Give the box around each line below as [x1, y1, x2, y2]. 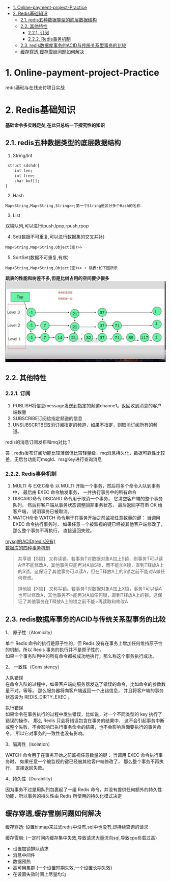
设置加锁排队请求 [12, 845, 49, 851]
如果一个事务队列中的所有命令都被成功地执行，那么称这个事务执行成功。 [5, 653, 157, 659]
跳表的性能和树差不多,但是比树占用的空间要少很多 [5, 275, 109, 281]
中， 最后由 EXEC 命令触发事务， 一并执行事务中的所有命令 [12, 489, 137, 495]
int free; [14, 173, 36, 178]
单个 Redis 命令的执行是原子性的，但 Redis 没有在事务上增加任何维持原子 [5, 640, 159, 646]
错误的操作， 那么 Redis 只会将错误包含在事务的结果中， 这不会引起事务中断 [5, 717, 165, 724]
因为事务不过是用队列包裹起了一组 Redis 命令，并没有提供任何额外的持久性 [5, 786, 162, 793]
